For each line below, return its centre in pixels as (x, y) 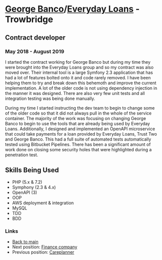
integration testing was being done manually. (50, 98)
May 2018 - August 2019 (35, 51)
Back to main (25, 241)
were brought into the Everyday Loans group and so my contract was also (79, 67)
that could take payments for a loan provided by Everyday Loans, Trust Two (81, 134)
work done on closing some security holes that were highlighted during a (79, 149)
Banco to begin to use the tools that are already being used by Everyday (78, 123)
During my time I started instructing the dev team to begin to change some (80, 108)
